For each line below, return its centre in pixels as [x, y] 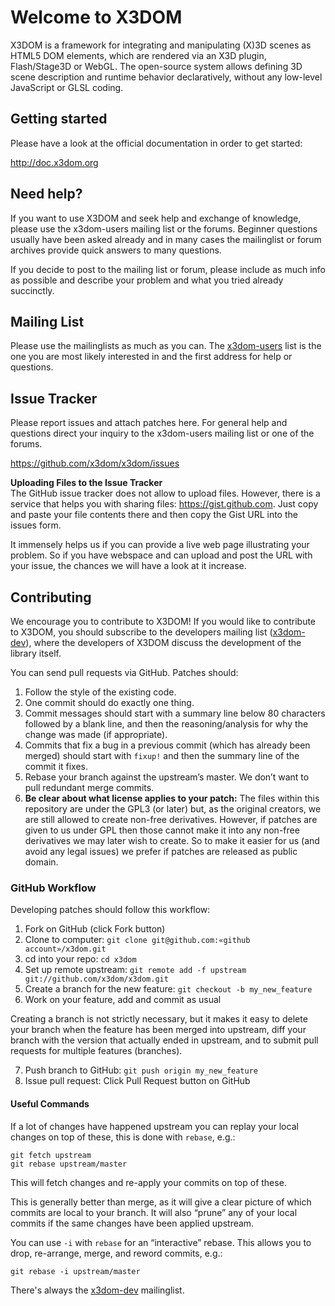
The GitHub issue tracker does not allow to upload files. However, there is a [165, 493]
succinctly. [32, 290]
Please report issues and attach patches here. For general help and [149, 423]
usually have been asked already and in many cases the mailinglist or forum [166, 239]
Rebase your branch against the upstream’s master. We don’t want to [167, 777]
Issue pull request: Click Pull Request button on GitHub [137, 1081]
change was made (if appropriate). [96, 734]
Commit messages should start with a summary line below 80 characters [175, 713]
